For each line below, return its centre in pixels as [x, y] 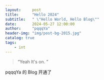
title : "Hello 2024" [32, 15]
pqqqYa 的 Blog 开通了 [28, 72]
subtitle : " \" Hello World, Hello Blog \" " [52, 19]
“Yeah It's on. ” [33, 61]
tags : [11, 43]
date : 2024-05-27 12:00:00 [40, 24]
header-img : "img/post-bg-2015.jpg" [43, 33]
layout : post [23, 10]
